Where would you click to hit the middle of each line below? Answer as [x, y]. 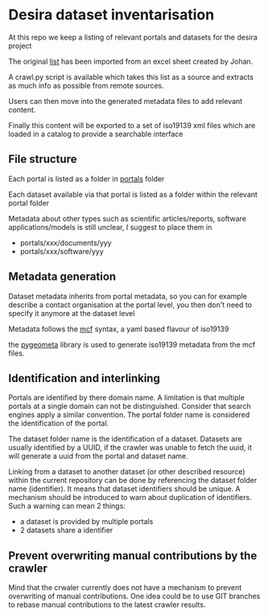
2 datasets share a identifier [66, 531]
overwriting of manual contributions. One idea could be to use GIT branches [134, 596]
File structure [43, 159]
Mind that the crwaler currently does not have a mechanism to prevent [125, 588]
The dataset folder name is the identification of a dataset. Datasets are [125, 439]
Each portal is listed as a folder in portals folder [87, 178]
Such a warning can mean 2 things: [67, 506]
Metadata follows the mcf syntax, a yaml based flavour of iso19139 [119, 329]
